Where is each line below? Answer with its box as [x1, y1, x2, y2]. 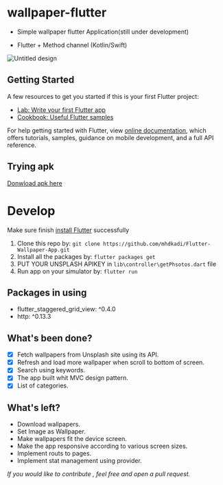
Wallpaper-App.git [16, 246, 70, 253]
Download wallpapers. [16, 420, 81, 429]
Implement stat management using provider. [16, 457, 142, 465]
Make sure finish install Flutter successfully [7, 225, 130, 234]
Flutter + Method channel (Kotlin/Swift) [16, 41, 128, 49]
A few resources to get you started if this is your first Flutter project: [7, 92, 199, 100]
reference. [7, 141, 36, 149]
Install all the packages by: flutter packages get [16, 252, 156, 260]
